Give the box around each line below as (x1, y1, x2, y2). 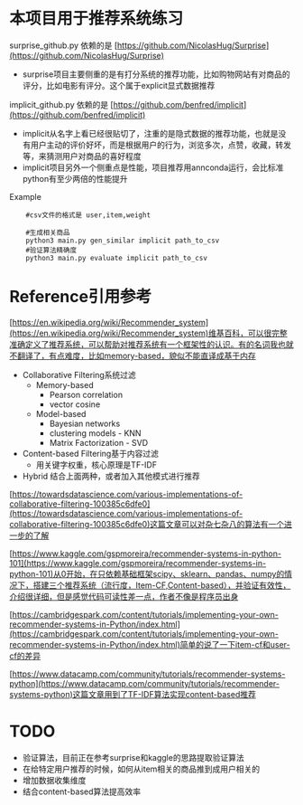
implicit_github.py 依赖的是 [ (9, 99, 115, 109)
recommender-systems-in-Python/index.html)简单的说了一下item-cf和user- (9, 639, 290, 649)
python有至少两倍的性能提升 (22, 173, 128, 184)
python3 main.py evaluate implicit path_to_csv (25, 253, 207, 262)
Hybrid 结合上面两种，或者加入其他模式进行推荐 (22, 470, 201, 481)
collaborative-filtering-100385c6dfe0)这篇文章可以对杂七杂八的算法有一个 (9, 518, 285, 529)
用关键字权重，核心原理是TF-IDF (35, 459, 158, 470)
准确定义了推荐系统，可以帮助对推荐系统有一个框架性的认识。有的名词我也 (9, 338, 286, 349)
